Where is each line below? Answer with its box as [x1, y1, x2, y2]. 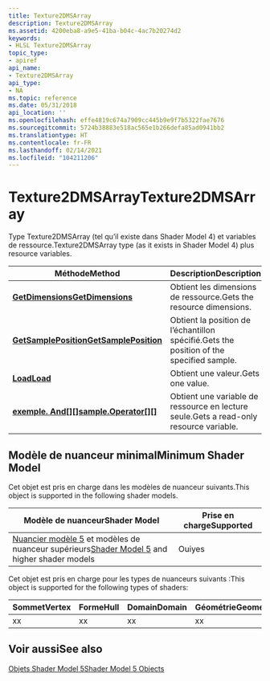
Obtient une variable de [170, 391, 259, 402]
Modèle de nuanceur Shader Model [23, 515, 160, 526]
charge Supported [183, 520, 253, 531]
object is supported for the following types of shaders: [8, 583, 189, 592]
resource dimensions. [170, 302, 252, 313]
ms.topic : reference [8, 94, 78, 102]
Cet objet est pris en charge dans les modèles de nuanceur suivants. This [8, 483, 250, 491]
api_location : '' [8, 109, 67, 117]
